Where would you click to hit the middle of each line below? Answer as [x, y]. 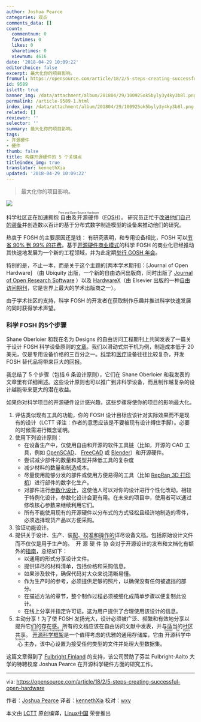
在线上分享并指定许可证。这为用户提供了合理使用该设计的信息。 [102, 611]
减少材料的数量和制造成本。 [58, 468]
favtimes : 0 [27, 40]
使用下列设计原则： [39, 438]
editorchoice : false [32, 68]
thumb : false [22, 151]
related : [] [21, 112]
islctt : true [22, 90]
